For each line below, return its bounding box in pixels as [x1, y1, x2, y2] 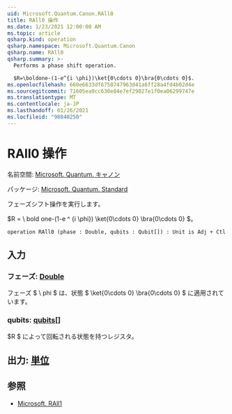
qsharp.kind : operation [7, 36, 77, 43]
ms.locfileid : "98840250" [7, 114, 82, 121]
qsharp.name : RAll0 [7, 49, 64, 56]
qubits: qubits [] [7, 315, 61, 325]
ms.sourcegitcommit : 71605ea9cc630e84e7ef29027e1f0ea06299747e [7, 88, 195, 95]
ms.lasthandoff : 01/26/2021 [7, 107, 89, 114]
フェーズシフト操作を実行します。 [7, 199, 105, 208]
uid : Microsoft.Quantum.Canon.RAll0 [7, 10, 114, 17]
